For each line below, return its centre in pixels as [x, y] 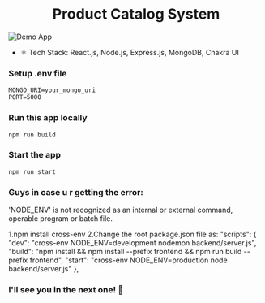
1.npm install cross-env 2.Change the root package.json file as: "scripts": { [132, 234]
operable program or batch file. [61, 219]
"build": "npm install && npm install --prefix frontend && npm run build [125, 252]
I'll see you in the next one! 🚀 [66, 290]
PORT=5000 [25, 97]
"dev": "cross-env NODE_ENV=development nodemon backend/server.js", [132, 243]
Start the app [35, 155]
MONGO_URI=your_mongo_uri [52, 90]
